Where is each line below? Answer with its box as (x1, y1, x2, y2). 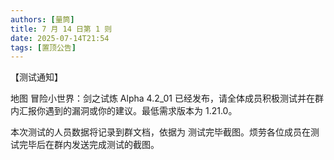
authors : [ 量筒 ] (10, 14, 75, 25)
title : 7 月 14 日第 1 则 (10, 24, 113, 34)
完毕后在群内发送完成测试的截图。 (18, 139, 160, 151)
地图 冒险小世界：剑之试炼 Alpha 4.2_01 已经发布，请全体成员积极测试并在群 (10, 92, 324, 105)
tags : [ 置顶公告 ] (10, 42, 77, 53)
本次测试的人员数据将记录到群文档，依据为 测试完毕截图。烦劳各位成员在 (10, 126, 311, 138)
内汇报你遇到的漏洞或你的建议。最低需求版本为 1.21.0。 (10, 105, 238, 117)
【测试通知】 (10, 71, 63, 83)
